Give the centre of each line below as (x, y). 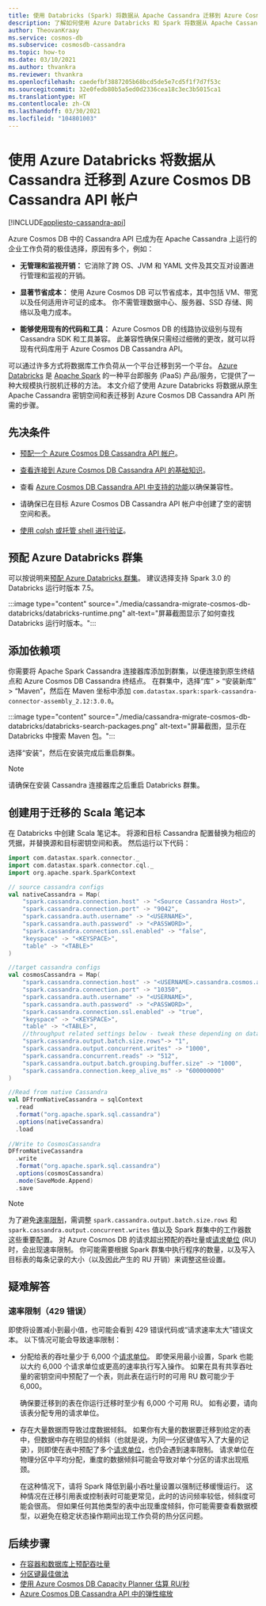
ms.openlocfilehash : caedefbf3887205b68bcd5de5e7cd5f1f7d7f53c (115, 82)
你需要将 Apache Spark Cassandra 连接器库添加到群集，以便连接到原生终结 (131, 671)
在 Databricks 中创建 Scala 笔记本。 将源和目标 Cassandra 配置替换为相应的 (132, 834)
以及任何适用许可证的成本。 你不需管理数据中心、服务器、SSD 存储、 (133, 302)
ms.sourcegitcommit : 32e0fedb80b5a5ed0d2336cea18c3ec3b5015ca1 (115, 89)
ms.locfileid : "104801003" (53, 119)
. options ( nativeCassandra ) (60, 1122)
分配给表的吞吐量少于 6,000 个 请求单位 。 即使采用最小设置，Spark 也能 (136, 1356)
